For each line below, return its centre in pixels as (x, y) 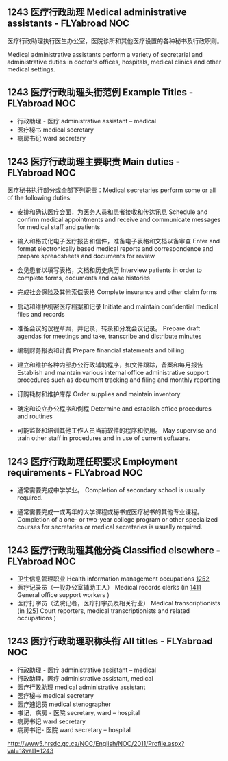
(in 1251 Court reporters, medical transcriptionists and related (103, 611)
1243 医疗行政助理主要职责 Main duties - (93, 162)
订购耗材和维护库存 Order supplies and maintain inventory (99, 394)
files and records (41, 315)
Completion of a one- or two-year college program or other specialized (117, 520)
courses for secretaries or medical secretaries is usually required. (110, 527)
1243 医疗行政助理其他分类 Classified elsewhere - (114, 550)
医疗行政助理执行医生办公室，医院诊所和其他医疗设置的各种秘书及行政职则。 (115, 40)
